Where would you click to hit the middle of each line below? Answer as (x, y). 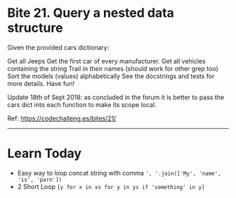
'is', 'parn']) (40, 180)
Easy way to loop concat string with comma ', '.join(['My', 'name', (119, 173)
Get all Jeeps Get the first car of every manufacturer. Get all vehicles (106, 61)
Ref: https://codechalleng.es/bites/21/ (62, 118)
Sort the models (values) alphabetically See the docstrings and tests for (111, 76)
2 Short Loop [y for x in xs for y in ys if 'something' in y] (111, 186)
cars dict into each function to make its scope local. (82, 104)
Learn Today (45, 154)
